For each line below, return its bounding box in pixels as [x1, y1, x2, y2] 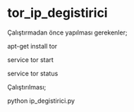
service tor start [7, 55, 54, 64]
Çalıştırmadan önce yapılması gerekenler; [7, 28, 128, 37]
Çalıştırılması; [7, 82, 47, 91]
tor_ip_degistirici [7, 5, 108, 21]
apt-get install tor [7, 42, 58, 50]
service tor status [7, 69, 59, 77]
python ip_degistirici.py [7, 97, 75, 105]
